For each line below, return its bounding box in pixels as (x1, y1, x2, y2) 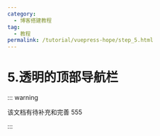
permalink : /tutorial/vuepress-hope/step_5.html (7, 37, 154, 44)
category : (7, 10, 37, 18)
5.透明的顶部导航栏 (7, 69, 119, 86)
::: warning (7, 93, 39, 102)
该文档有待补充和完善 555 (7, 108, 83, 117)
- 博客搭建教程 (13, 17, 52, 24)
